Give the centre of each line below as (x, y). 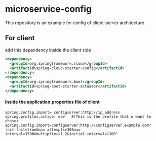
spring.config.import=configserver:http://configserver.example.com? (78, 125)
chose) (12, 121)
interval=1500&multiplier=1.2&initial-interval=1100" (62, 134)
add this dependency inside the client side (48, 50)
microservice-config (49, 9)
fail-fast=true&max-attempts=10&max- (44, 129)
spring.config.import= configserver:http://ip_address (63, 112)
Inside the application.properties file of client (52, 102)
